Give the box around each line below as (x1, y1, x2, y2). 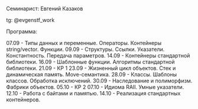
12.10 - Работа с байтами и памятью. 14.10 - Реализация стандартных (6, 90, 181, 97)
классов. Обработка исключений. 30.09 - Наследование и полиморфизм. (6, 77, 193, 84)
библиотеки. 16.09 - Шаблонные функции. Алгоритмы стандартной (6, 59, 176, 65)
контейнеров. (6, 96, 40, 103)
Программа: (6, 28, 37, 35)
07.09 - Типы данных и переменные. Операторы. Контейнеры (6, 40, 161, 46)
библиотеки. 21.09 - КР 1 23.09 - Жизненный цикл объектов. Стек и (6, 65, 176, 72)
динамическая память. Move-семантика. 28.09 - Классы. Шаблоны (6, 71, 177, 78)
